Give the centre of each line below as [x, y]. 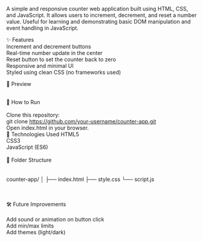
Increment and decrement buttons [49, 47]
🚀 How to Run [23, 102]
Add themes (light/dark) [36, 232]
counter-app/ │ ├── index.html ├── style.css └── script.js [80, 179]
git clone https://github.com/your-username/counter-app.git [81, 121]
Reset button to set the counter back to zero [61, 59]
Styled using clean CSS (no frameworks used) [64, 72]
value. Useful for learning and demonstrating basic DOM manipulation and [99, 21]
